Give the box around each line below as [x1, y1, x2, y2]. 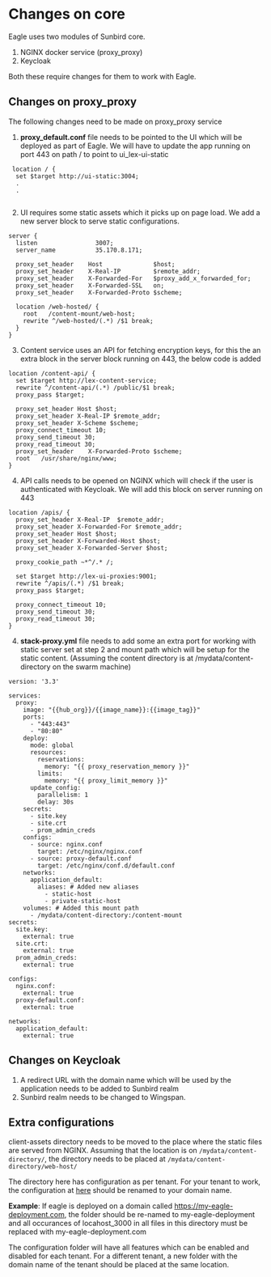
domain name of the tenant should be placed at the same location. [8, 1260, 229, 1270]
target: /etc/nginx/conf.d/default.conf [37, 861, 176, 870]
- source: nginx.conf [29, 840, 104, 848]
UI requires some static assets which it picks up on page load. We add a [19, 207, 260, 217]
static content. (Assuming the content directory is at [19, 653, 194, 663]
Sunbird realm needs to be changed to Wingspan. [19, 1092, 186, 1101]
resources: [29, 748, 67, 757]
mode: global [29, 741, 74, 749]
